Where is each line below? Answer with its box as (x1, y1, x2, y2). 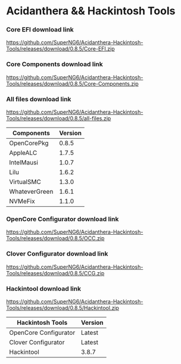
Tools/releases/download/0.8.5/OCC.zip (6, 235, 105, 242)
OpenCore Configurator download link (6, 215, 119, 223)
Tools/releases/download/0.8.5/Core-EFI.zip (6, 45, 115, 52)
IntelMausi (9, 158, 39, 167)
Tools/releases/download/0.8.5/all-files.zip (6, 115, 111, 122)
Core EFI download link (6, 26, 74, 34)
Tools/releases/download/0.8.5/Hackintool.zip (6, 304, 119, 311)
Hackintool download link (6, 284, 82, 293)
